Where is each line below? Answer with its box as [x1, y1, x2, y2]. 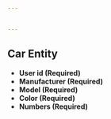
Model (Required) [18, 84, 78, 95]
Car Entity [7, 47, 59, 61]
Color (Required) [18, 93, 76, 102]
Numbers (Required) [18, 102, 89, 111]
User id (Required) [18, 68, 81, 77]
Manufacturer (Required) [18, 76, 104, 86]
